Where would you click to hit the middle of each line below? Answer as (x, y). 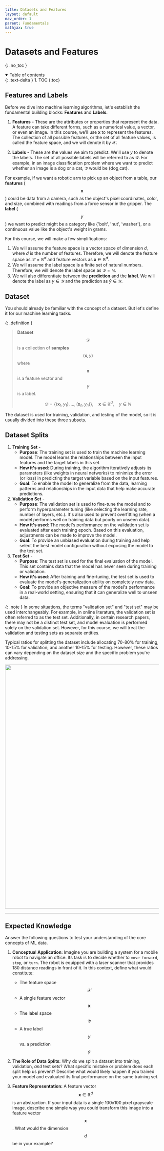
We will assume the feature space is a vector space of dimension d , (80, 248)
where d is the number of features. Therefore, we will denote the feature (85, 253)
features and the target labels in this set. (60, 462)
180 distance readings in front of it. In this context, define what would (82, 968)
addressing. (17, 658)
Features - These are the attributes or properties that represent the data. (85, 122)
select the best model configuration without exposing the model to (86, 545)
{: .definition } (19, 323)
